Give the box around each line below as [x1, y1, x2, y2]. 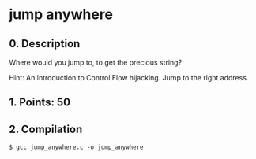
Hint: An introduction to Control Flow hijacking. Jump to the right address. [9, 73, 249, 82]
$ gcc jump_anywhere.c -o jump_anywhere [9, 143, 145, 151]
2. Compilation [9, 122, 83, 135]
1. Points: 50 [9, 96, 70, 109]
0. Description [9, 37, 81, 50]
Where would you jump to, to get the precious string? [9, 57, 183, 67]
